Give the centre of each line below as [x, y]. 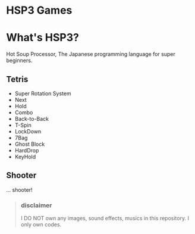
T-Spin [23, 125]
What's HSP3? [43, 38]
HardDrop [27, 150]
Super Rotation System [43, 93]
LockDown [28, 131]
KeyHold [25, 157]
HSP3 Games [39, 10]
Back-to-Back [32, 118]
